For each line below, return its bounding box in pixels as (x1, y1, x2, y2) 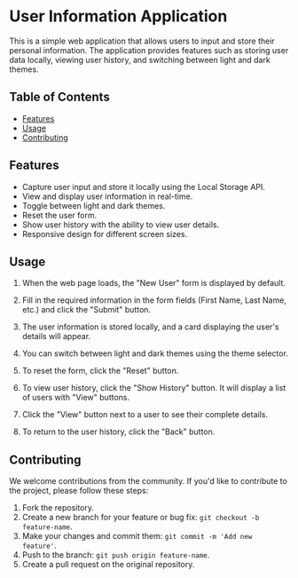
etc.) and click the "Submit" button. (21, 305, 152, 315)
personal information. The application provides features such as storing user (9, 44, 289, 55)
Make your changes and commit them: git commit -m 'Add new (21, 531, 253, 542)
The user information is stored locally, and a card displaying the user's (21, 321, 279, 332)
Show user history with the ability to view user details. (21, 219, 220, 230)
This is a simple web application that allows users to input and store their (9, 36, 275, 46)
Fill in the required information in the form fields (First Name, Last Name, (21, 295, 286, 305)
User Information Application (9, 6, 228, 27)
